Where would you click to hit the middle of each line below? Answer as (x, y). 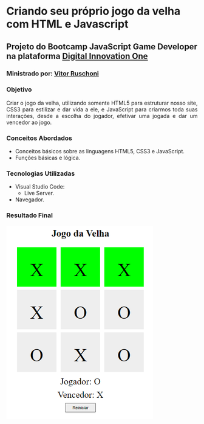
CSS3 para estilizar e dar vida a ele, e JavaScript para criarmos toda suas (102, 109)
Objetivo (19, 89)
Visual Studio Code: (40, 187)
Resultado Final (30, 215)
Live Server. (39, 193)
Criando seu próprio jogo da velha (93, 11)
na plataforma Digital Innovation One (77, 56)
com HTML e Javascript (67, 24)
